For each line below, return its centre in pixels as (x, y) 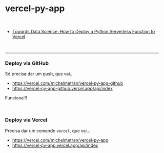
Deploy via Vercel (26, 120)
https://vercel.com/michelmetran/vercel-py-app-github (68, 83)
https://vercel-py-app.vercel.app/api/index (55, 145)
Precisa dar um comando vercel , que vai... (48, 131)
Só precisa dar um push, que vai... (40, 74)
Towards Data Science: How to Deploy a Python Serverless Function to (83, 31)
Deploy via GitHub (27, 63)
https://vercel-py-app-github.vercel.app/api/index (62, 89)
